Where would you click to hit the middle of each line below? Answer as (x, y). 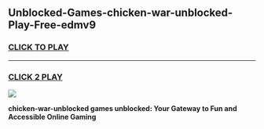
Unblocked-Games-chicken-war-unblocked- (121, 13)
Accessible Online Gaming (52, 116)
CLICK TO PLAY (38, 48)
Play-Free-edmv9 (52, 25)
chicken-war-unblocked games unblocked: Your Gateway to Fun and (123, 108)
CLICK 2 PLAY (35, 77)
